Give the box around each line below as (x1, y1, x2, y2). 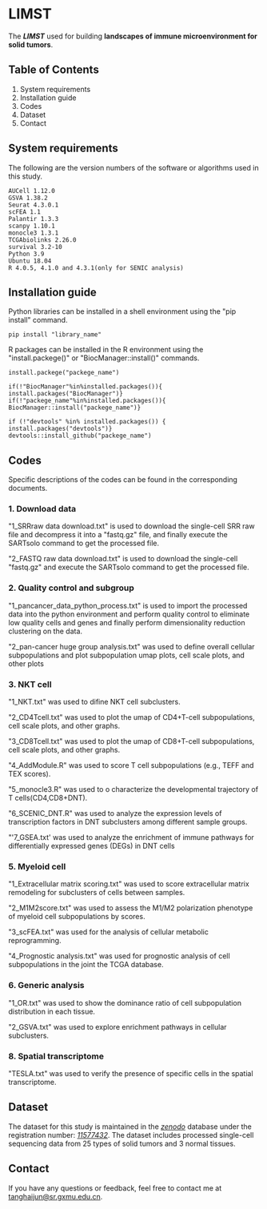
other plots (8, 658, 44, 669)
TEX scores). (8, 769, 51, 779)
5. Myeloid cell (8, 862, 66, 872)
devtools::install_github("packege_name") (8, 432, 152, 440)
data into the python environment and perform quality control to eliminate (8, 609, 250, 619)
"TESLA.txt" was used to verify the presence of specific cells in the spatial (8, 1068, 253, 1078)
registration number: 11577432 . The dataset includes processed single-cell (8, 1130, 254, 1139)
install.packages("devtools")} (8, 425, 113, 433)
